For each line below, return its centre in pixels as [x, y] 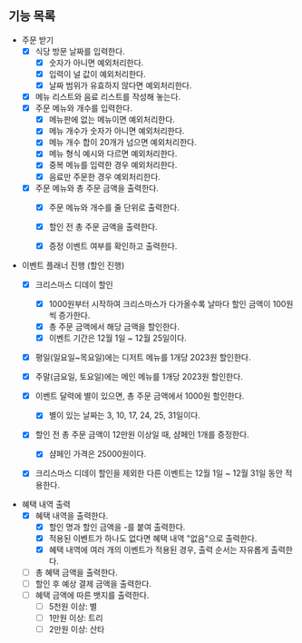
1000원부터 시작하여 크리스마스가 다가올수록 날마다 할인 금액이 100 [167, 303]
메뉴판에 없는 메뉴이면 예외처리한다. [112, 120]
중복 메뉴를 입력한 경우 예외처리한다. [113, 165]
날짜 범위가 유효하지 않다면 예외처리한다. [120, 85]
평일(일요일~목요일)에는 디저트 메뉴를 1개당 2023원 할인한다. [143, 358]
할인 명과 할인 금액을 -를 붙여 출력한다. [117, 527]
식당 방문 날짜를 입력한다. [80, 51]
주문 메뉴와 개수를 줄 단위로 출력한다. [114, 207]
